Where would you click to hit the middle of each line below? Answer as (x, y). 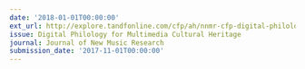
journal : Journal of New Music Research (87, 43)
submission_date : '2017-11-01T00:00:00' (87, 51)
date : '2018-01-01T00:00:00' (64, 17)
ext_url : (26, 26)
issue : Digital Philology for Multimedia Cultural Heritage (126, 34)
